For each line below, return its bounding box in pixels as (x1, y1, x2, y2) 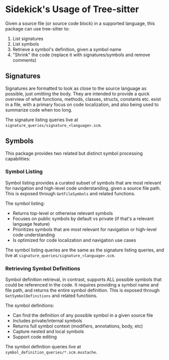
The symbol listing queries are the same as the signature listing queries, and (5, 247, 164, 253)
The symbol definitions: (5, 303, 55, 309)
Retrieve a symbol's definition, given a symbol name (12, 46, 121, 52)
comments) (12, 57, 37, 63)
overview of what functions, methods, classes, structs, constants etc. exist (5, 96, 161, 102)
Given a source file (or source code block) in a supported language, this (5, 20, 155, 26)
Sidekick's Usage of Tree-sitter (5, 4, 139, 15)
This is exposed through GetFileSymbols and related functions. (5, 190, 136, 196)
